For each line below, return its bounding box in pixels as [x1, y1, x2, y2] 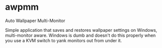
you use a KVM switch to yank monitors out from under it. [5, 37, 122, 43]
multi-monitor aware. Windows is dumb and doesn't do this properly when [5, 32, 156, 38]
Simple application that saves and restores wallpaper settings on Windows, [5, 27, 158, 33]
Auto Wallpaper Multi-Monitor [5, 18, 65, 24]
